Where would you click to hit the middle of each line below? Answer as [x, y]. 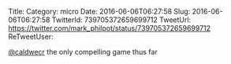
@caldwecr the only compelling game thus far [83, 52]
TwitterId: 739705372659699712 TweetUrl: [121, 20]
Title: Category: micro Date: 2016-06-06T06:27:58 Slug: [99, 11]
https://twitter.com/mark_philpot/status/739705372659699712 [110, 28]
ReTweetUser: [31, 36]
